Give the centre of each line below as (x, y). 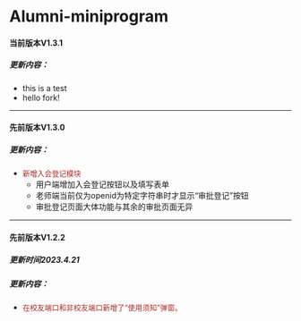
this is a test (44, 88)
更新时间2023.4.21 (45, 259)
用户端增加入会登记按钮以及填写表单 (103, 184)
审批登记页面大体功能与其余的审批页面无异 (114, 207)
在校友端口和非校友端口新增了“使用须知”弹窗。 (102, 308)
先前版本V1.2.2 (37, 237)
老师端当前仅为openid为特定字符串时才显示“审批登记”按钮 (142, 196)
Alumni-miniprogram (89, 17)
